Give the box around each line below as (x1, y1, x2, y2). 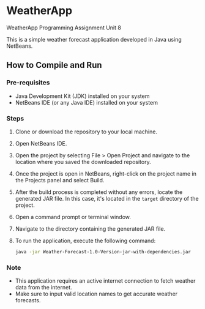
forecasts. (15, 297, 41, 304)
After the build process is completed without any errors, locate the (15, 188, 183, 196)
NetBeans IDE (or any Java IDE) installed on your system (15, 99, 158, 106)
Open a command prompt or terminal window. (15, 213, 132, 220)
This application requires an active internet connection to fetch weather (15, 277, 196, 285)
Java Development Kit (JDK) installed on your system (15, 92, 150, 100)
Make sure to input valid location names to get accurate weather (15, 290, 178, 297)
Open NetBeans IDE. (15, 140, 67, 147)
